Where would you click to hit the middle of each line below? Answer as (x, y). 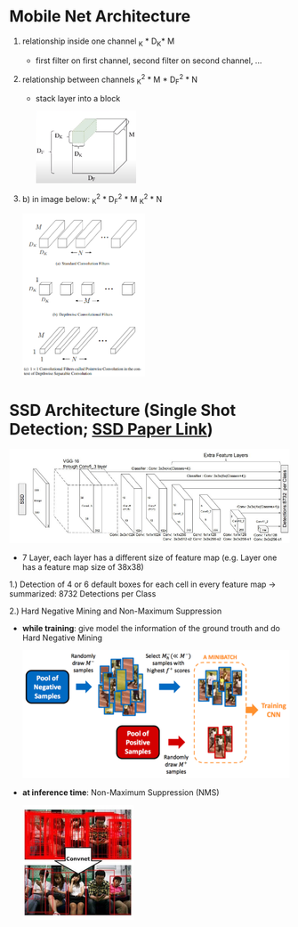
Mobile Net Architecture (100, 16)
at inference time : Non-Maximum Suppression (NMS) (121, 793)
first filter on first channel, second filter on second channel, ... (149, 61)
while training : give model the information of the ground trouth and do (151, 628)
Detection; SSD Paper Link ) (111, 429)
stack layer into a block (78, 99)
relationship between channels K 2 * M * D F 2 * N (110, 79)
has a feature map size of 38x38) (83, 566)
